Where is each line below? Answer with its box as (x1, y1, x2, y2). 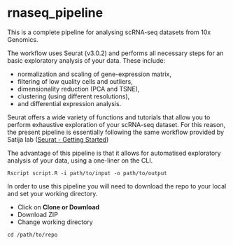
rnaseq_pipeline (7, 5, 104, 21)
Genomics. (7, 35, 38, 43)
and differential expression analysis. (17, 99, 122, 107)
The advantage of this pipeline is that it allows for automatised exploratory (7, 149, 222, 157)
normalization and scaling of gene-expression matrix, (17, 70, 171, 78)
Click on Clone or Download (17, 202, 100, 211)
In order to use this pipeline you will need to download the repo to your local (7, 181, 227, 190)
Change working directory (17, 218, 93, 226)
